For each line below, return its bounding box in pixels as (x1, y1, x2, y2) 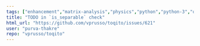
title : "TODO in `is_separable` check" (6, 14, 105, 20)
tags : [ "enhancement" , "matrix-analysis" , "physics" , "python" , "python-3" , (6, 8, 190, 15)
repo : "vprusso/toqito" (6, 31, 65, 37)
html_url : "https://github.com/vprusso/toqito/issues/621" (6, 20, 156, 26)
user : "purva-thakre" (6, 25, 60, 32)
